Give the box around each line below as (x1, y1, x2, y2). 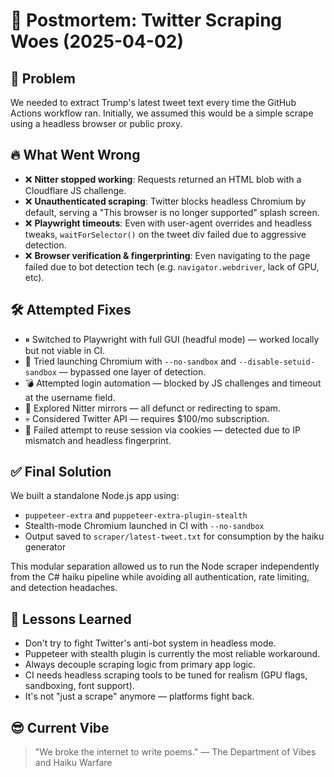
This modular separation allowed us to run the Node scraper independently (10, 560, 320, 573)
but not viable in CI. (24, 344, 106, 356)
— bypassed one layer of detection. (58, 365, 207, 378)
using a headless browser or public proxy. (10, 118, 183, 129)
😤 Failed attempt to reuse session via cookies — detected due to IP (24, 424, 301, 436)
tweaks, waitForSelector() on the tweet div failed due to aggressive (24, 228, 307, 240)
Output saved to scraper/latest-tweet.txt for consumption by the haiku (24, 530, 325, 543)
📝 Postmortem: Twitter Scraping (10, 9, 283, 32)
